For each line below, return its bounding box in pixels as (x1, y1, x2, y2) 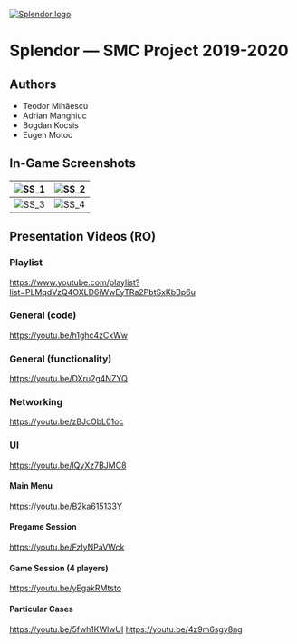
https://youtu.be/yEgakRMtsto (9, 582, 122, 594)
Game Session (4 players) (9, 562, 109, 573)
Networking (9, 396, 63, 409)
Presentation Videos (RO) (9, 229, 157, 244)
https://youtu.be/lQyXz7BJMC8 (9, 460, 127, 471)
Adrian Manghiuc (22, 110, 88, 121)
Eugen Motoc (22, 130, 73, 140)
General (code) (9, 309, 77, 322)
